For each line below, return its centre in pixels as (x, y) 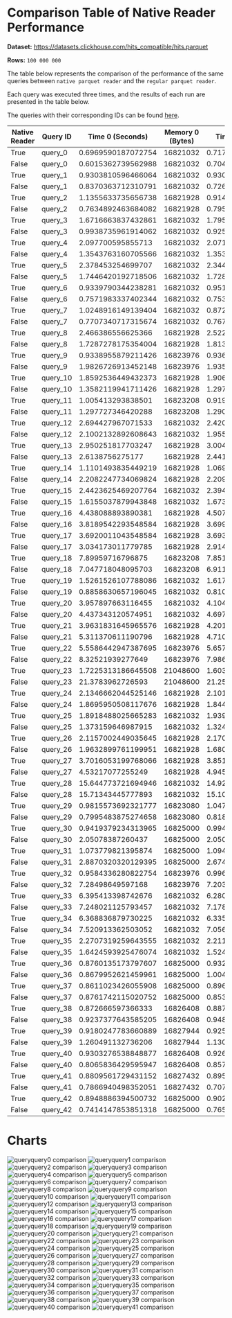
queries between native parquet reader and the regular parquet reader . (112, 80)
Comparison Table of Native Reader (112, 13)
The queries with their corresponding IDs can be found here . (93, 115)
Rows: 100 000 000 (34, 60)
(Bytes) (182, 141)
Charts (27, 1141)
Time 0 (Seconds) (118, 137)
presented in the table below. (48, 101)
